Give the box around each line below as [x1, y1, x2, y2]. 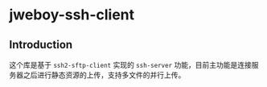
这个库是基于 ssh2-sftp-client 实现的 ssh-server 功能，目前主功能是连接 [9, 60, 252, 69]
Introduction [9, 38, 73, 52]
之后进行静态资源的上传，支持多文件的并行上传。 [23, 70, 186, 80]
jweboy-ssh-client [9, 6, 135, 24]
